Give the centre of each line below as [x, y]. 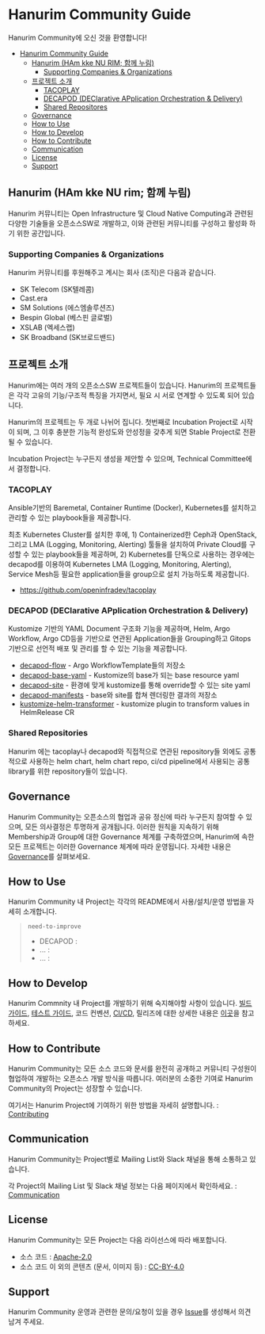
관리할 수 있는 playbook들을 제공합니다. [70, 518]
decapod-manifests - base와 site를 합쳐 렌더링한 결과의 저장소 [118, 695]
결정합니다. [34, 468]
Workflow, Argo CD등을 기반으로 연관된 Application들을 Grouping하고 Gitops [130, 639]
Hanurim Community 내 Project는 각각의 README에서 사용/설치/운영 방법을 [127, 902]
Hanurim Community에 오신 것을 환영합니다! [78, 37]
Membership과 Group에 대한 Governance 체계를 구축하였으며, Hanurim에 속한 [131, 836]
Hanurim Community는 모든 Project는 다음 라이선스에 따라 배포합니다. [117, 1240]
